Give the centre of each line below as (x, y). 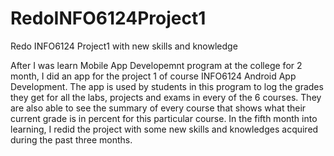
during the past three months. (71, 139)
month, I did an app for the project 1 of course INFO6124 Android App (153, 76)
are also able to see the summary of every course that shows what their (158, 108)
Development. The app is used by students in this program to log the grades (167, 86)
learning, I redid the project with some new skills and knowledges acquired (164, 129)
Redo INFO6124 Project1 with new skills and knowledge (124, 46)
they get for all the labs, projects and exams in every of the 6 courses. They (166, 97)
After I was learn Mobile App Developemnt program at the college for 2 (156, 65)
